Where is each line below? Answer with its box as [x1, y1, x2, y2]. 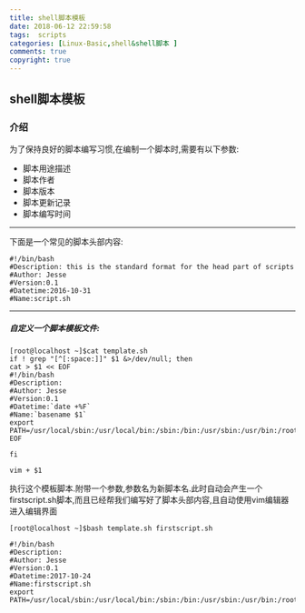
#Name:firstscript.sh [9, 579, 92, 588]
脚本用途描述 [22, 163, 71, 174]
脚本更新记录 [22, 196, 71, 207]
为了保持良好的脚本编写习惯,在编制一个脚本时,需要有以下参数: [9, 143, 240, 155]
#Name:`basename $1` [9, 410, 88, 419]
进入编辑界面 [9, 506, 57, 517]
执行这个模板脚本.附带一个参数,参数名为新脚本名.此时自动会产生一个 [9, 483, 263, 494]
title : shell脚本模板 [9, 13, 86, 23]
